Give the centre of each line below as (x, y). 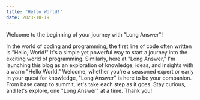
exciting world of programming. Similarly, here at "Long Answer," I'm (91, 59)
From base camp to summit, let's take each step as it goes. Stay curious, (96, 84)
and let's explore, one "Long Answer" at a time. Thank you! (79, 90)
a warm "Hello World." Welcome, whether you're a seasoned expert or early (100, 71)
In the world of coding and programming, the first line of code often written (99, 46)
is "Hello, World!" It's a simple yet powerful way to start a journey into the (97, 52)
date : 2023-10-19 (28, 17)
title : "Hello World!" (35, 12)
